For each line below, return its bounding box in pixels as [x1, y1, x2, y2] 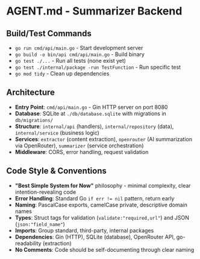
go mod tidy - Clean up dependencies [14, 70, 110, 77]
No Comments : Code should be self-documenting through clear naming [14, 246, 195, 253]
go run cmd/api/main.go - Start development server [14, 44, 143, 51]
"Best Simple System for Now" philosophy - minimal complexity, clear [14, 182, 191, 189]
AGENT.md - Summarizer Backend [6, 4, 183, 18]
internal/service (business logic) [14, 129, 99, 136]
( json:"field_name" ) [14, 220, 65, 228]
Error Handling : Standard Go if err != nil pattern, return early [14, 194, 175, 202]
